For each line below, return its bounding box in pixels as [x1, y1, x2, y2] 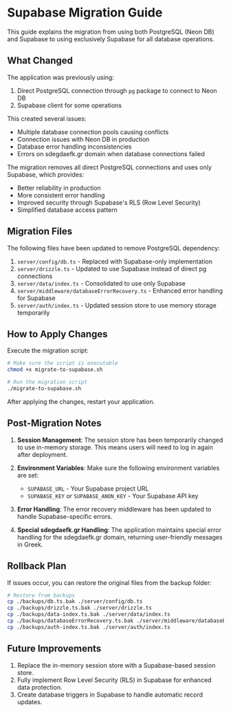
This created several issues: [7, 114, 87, 123]
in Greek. [16, 540, 43, 549]
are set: [16, 471, 39, 479]
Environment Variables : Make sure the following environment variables [16, 463, 220, 472]
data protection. [16, 683, 63, 691]
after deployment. [16, 450, 68, 458]
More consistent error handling [16, 191, 105, 199]
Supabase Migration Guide [7, 5, 163, 21]
